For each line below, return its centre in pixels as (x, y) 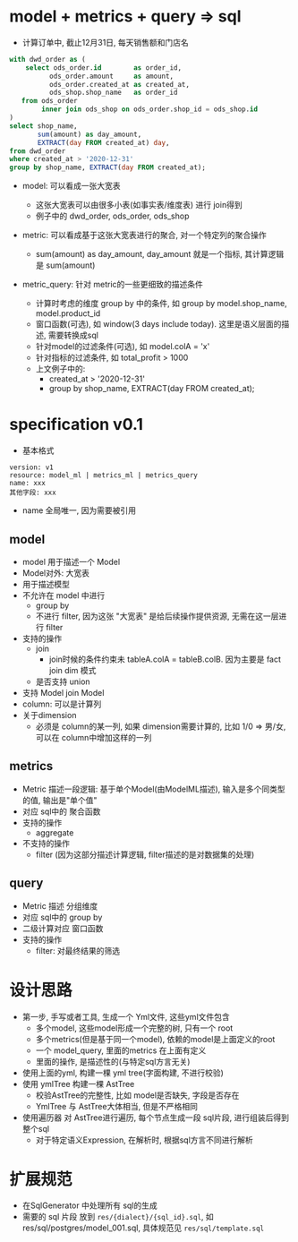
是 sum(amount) (65, 265)
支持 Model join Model (63, 692)
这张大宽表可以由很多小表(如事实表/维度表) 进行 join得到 (139, 205)
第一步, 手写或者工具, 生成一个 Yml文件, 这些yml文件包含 (126, 1016)
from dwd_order (38, 151)
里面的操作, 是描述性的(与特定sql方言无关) (113, 1061)
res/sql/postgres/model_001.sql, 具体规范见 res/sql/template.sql (143, 1228)
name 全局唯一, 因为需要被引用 (79, 510)
